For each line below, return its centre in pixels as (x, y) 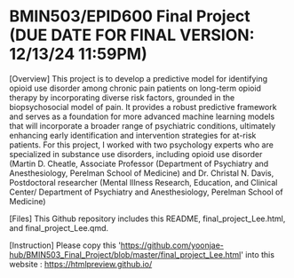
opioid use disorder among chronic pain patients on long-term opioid (135, 88)
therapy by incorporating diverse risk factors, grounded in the (122, 97)
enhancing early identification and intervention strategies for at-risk (133, 135)
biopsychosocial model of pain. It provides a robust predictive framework (143, 107)
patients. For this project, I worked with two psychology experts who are (141, 145)
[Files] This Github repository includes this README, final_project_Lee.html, (147, 218)
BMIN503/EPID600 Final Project (130, 16)
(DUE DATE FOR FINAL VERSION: (132, 35)
